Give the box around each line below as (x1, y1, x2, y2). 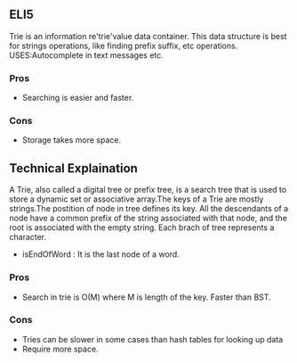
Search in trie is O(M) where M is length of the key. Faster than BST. (21, 292, 271, 302)
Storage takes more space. (21, 135, 122, 145)
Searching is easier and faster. (21, 93, 134, 103)
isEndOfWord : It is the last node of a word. (21, 249, 180, 260)
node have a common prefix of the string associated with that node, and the (9, 213, 287, 224)
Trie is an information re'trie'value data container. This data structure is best (9, 30, 287, 41)
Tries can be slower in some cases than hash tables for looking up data (21, 334, 284, 344)
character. (9, 232, 47, 243)
